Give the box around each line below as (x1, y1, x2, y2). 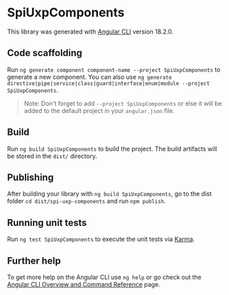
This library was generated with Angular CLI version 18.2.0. (7, 27, 173, 36)
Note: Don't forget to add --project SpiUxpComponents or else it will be (23, 99, 222, 107)
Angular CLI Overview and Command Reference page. (7, 281, 160, 288)
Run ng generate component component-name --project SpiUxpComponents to (7, 65, 221, 73)
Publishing (7, 171, 54, 183)
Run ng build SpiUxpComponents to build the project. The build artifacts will (7, 144, 217, 153)
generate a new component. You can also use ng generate (7, 73, 172, 81)
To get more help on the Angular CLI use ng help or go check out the (7, 273, 202, 281)
